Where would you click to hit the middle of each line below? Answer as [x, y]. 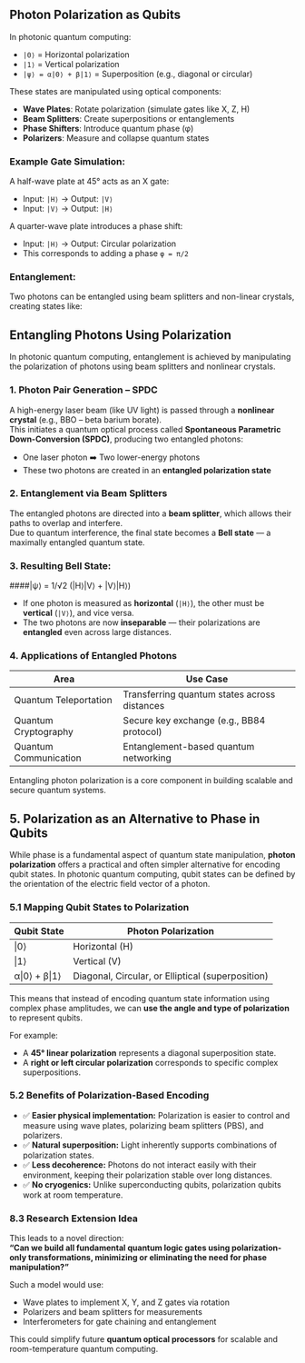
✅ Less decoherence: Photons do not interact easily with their [139, 1164]
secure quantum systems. [58, 791]
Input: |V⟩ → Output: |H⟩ [68, 209]
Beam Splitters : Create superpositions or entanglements [128, 118]
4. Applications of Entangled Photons [93, 656]
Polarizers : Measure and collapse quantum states [116, 138]
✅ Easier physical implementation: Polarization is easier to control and [156, 1115]
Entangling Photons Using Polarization [120, 335]
